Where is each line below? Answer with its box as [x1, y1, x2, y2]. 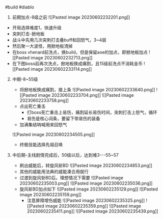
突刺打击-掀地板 [12, 31, 45, 36]
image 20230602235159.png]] [19, 192, 82, 197]
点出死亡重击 [19, 103, 46, 109]
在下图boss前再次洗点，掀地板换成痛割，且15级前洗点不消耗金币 [12, 61, 143, 66]
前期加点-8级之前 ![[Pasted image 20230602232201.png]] [12, 14, 130, 20]
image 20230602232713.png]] [30, 55, 93, 60]
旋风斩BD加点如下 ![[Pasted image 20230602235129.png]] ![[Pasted [19, 186, 158, 192]
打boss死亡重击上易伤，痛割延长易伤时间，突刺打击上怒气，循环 [27, 109, 158, 115]
